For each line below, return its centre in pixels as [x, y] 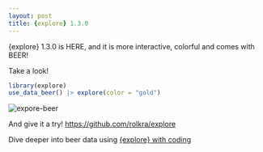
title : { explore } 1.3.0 [49, 23]
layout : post [30, 16]
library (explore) [38, 86]
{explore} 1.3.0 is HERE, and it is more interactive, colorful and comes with [131, 46]
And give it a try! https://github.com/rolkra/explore [92, 124]
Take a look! [29, 70]
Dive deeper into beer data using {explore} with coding [100, 140]
